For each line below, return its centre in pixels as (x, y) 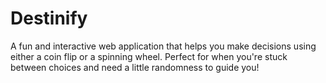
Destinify (49, 18)
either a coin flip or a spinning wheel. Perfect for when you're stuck (149, 56)
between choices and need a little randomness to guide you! (135, 67)
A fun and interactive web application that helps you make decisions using (163, 46)
